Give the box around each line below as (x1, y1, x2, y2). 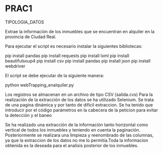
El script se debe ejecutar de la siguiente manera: (5, 72, 105, 78)
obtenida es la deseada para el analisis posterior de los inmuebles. (5, 142, 139, 148)
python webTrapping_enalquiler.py (5, 82, 74, 88)
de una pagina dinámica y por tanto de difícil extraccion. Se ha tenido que (5, 102, 153, 108)
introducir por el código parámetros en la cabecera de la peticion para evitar (5, 107, 158, 113)
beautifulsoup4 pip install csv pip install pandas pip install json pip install (5, 58, 151, 64)
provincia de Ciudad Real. (5, 34, 57, 40)
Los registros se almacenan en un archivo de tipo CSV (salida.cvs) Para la (5, 91, 153, 97)
